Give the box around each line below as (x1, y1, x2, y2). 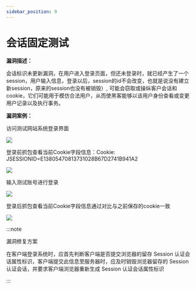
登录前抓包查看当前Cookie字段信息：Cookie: (6, 148, 116, 155)
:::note (6, 225, 22, 233)
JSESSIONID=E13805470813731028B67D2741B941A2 (6, 155, 138, 162)
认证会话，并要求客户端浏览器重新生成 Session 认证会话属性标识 (6, 265, 164, 272)
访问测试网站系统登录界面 (6, 124, 69, 131)
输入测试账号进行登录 (6, 178, 58, 186)
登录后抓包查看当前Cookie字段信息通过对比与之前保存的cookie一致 (6, 202, 171, 209)
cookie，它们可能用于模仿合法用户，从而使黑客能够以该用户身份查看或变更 (6, 92, 190, 99)
